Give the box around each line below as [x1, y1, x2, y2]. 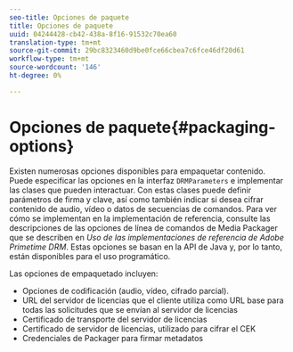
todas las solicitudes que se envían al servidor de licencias [21, 304, 239, 315]
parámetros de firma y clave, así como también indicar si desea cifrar [9, 193, 265, 205]
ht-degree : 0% [9, 71, 62, 80]
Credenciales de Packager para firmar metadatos [21, 332, 203, 343]
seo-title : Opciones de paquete [9, 12, 129, 22]
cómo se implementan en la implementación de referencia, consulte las [9, 213, 271, 224]
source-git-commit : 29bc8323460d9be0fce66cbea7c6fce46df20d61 [9, 46, 245, 55]
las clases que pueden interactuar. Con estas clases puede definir [9, 184, 252, 195]
